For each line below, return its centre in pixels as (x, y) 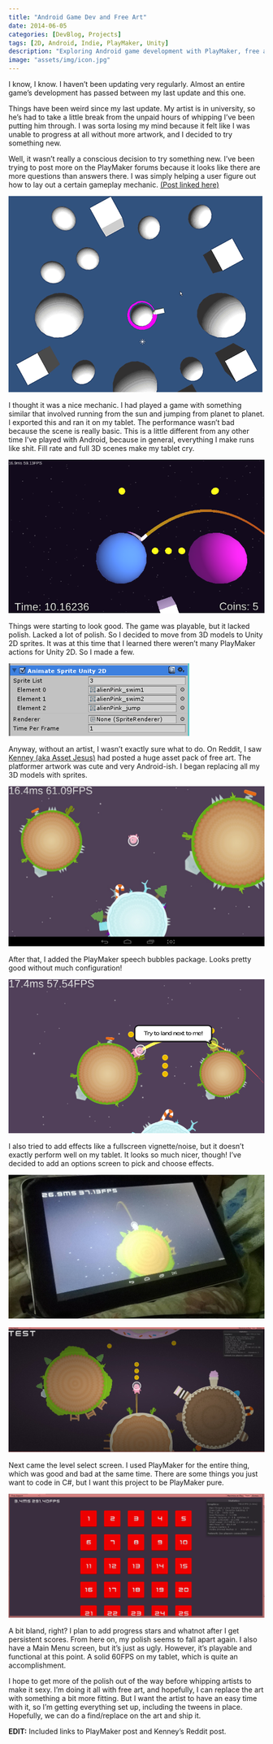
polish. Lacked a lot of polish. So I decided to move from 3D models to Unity (136, 635)
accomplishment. (37, 1665)
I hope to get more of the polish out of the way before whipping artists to (130, 1681)
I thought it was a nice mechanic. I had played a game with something (125, 405)
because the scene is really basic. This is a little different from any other (129, 431)
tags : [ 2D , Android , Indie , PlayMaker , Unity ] (89, 43)
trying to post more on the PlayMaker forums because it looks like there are (134, 167)
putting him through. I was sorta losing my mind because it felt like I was (129, 126)
